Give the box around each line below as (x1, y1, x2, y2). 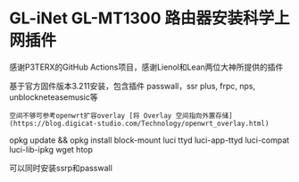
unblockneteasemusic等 (9, 91, 98, 103)
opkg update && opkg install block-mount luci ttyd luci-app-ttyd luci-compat (9, 135, 290, 145)
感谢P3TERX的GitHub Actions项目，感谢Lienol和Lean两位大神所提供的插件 (9, 62, 284, 72)
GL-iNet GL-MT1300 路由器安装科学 (9, 8, 275, 29)
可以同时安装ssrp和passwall (9, 162, 113, 173)
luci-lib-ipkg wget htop (9, 144, 94, 154)
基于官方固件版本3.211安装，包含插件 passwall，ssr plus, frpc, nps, (9, 80, 256, 91)
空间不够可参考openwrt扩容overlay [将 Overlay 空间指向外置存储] (9, 111, 234, 120)
